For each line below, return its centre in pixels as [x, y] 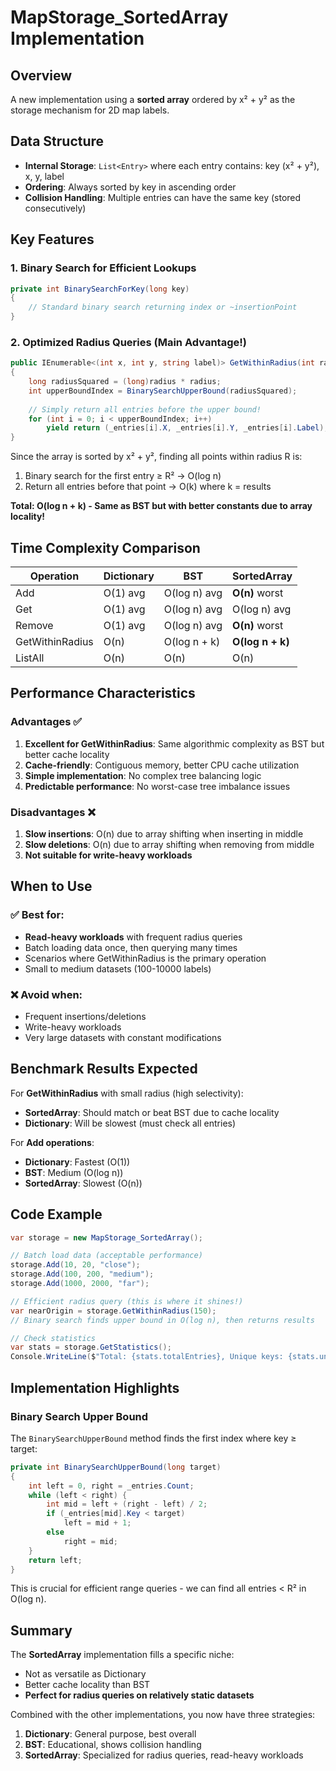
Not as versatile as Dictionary [85, 1674]
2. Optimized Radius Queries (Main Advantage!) [128, 342]
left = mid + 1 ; [97, 1523]
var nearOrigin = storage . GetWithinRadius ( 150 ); [113, 1311]
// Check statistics [53, 1338]
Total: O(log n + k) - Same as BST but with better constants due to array [161, 506]
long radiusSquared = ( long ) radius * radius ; [125, 382]
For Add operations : [52, 1142]
